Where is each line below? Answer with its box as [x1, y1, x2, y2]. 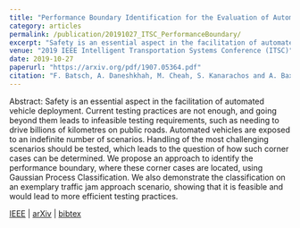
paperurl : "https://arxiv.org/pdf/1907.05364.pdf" [9, 63, 202, 72]
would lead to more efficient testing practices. [9, 190, 179, 201]
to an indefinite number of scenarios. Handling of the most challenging [9, 133, 270, 144]
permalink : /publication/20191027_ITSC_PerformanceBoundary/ [9, 30, 242, 38]
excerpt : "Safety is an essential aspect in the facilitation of [9, 38, 257, 47]
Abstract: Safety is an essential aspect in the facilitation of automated [9, 96, 265, 106]
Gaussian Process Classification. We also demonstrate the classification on [9, 172, 286, 182]
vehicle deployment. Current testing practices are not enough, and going [9, 105, 277, 116]
